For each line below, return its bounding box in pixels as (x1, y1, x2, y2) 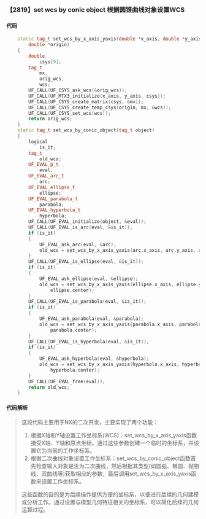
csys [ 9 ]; (39, 58, 62, 65)
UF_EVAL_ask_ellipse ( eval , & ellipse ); (39, 275, 139, 282)
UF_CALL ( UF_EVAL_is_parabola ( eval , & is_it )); (28, 299, 147, 305)
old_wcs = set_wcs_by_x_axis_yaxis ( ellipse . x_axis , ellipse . (39, 281, 199, 287)
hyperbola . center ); (50, 367, 100, 373)
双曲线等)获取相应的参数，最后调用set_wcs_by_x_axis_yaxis (41, 470, 191, 477)
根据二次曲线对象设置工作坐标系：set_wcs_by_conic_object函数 (30, 455, 191, 462)
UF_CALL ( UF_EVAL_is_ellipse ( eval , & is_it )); (28, 259, 144, 265)
